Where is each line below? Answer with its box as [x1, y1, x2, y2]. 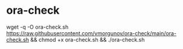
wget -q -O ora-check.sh [6, 23, 69, 30]
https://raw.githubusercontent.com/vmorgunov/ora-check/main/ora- [6, 29, 177, 36]
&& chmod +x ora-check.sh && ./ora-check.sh [30, 36, 145, 43]
